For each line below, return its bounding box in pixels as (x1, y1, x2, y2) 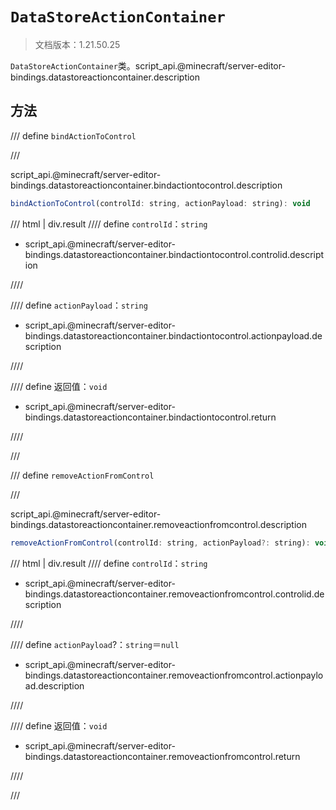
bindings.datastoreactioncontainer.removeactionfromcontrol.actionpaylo (24, 669, 324, 681)
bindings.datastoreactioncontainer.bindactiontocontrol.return (24, 411, 277, 423)
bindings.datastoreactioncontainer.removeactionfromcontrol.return (24, 750, 301, 762)
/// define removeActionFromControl (10, 469, 155, 481)
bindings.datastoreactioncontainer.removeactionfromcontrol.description (10, 518, 307, 530)
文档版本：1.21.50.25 (34, 38, 121, 50)
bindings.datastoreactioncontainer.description (10, 71, 201, 83)
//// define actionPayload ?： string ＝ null (10, 638, 180, 650)
